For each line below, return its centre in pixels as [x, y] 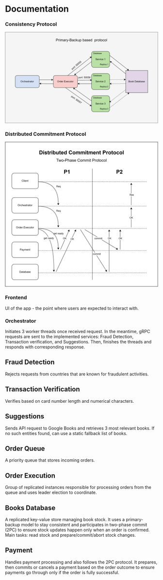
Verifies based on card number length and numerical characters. [70, 401]
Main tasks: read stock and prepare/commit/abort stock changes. [71, 535]
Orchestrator [21, 321]
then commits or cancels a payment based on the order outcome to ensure [80, 567]
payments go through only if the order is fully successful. [62, 572]
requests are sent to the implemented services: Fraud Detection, [69, 337]
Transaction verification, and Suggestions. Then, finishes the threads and [78, 342]
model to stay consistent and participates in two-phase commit [84, 524]
